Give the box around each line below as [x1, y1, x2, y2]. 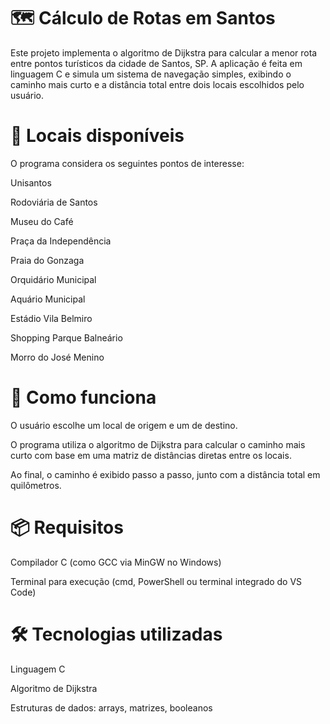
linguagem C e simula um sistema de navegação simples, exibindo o [10, 68, 292, 80]
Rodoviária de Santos [10, 196, 98, 208]
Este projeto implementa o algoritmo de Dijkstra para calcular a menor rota [10, 46, 318, 59]
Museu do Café [10, 215, 74, 227]
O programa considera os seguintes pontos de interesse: [10, 157, 245, 169]
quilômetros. [10, 479, 62, 491]
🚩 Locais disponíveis [10, 125, 185, 147]
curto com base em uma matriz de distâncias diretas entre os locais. [10, 449, 292, 461]
